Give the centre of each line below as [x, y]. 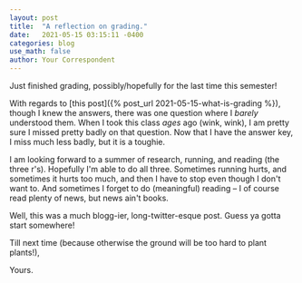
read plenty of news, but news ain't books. [89, 198]
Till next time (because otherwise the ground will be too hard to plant [138, 243]
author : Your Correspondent [63, 60]
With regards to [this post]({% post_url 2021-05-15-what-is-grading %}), [145, 103]
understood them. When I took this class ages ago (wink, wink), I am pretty [150, 122]
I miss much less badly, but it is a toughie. [88, 142]
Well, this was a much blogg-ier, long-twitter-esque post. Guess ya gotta [145, 215]
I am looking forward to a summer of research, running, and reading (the [144, 159]
